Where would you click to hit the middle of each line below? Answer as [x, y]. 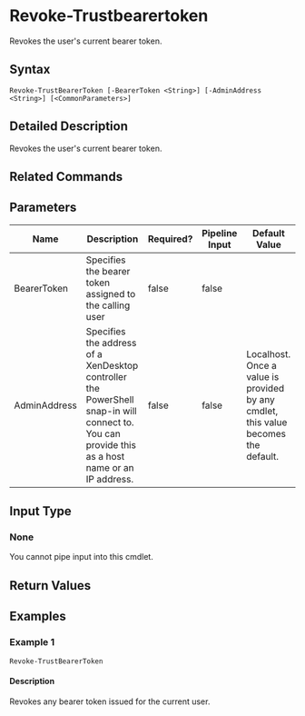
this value [267, 422]
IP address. [110, 479]
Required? [170, 239]
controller [106, 376]
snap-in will [112, 411]
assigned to [111, 293]
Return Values [50, 586]
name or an [110, 467]
